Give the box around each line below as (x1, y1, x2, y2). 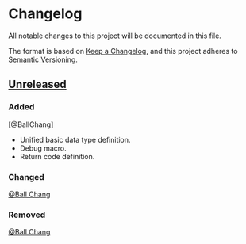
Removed (8, 209, 46, 220)
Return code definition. (19, 151, 95, 161)
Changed (8, 171, 45, 182)
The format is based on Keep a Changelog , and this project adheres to (8, 46, 238, 55)
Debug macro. (19, 143, 67, 153)
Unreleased (8, 78, 67, 91)
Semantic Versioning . (8, 55, 78, 64)
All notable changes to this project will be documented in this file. (8, 31, 222, 40)
